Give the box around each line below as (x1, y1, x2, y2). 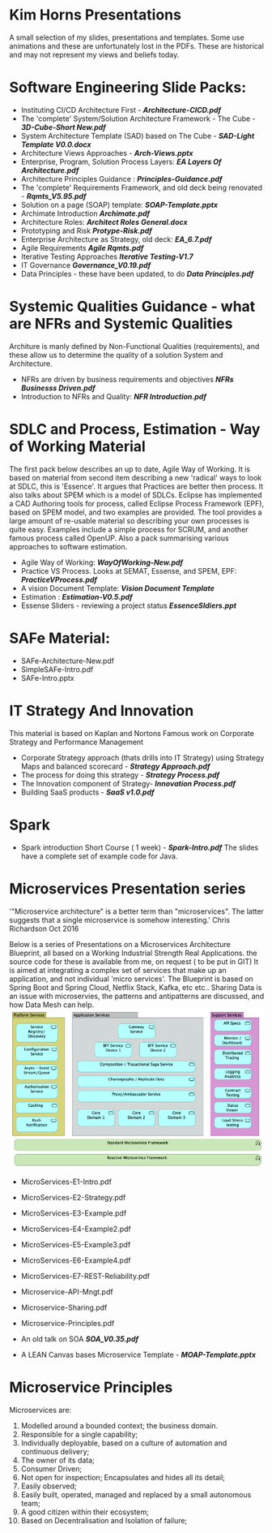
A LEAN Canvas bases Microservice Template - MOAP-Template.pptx (20, 1350, 257, 1360)
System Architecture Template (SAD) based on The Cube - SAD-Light (20, 131, 255, 140)
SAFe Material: (9, 629, 111, 647)
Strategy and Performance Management (9, 737, 144, 747)
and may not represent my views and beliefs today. (9, 50, 180, 59)
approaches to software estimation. (9, 541, 128, 551)
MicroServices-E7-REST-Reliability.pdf (20, 1272, 151, 1281)
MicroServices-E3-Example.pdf (20, 1208, 127, 1218)
